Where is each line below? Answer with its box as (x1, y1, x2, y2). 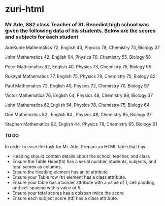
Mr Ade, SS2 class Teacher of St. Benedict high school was (5, 21, 149, 28)
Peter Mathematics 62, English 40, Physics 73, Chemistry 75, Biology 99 (5, 64, 152, 70)
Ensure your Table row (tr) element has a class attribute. (12, 174, 127, 180)
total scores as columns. (12, 164, 62, 169)
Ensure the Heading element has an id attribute (12, 169, 108, 175)
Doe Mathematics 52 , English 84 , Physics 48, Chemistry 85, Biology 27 (5, 112, 152, 118)
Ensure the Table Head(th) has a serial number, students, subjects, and (12, 158, 157, 164)
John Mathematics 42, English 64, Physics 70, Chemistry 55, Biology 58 (5, 54, 151, 60)
